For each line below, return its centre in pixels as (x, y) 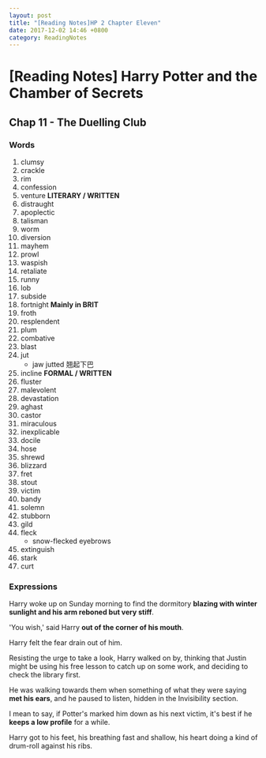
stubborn (35, 516)
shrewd (33, 457)
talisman (34, 221)
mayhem (35, 246)
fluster (31, 382)
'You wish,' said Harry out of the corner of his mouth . (96, 628)
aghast (32, 407)
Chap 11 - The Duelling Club (78, 122)
